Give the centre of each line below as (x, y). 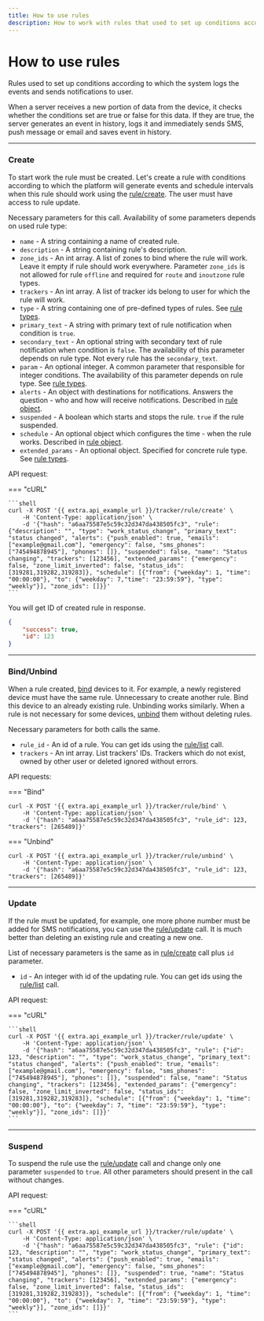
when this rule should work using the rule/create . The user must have (121, 194)
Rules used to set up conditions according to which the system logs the (124, 83)
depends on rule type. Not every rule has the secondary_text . (119, 358)
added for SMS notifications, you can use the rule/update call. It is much (125, 929)
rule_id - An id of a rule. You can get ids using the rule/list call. (121, 744)
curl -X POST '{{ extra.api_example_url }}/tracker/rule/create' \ (121, 510)
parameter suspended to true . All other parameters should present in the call (130, 1172)
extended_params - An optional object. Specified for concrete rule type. (133, 450)
